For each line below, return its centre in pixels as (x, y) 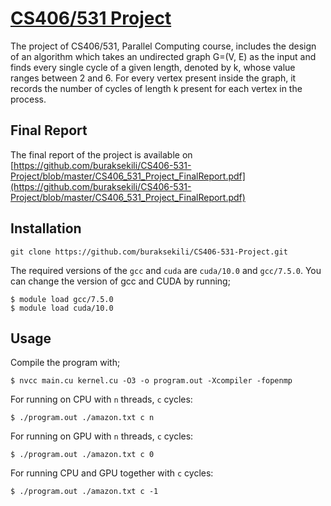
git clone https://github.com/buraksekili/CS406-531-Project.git (149, 252)
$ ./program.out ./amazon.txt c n (82, 418)
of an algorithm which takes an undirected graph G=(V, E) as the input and (163, 56)
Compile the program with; (65, 363)
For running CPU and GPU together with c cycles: (112, 473)
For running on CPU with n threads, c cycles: (101, 399)
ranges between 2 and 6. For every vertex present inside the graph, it (153, 78)
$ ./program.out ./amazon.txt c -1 (84, 492)
